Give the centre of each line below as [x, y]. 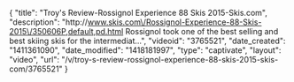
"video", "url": [35, 60]
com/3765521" [36, 69]
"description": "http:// [49, 22]
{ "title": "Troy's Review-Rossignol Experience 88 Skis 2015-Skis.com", [138, 13]
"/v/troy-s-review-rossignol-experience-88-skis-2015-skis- [170, 60]
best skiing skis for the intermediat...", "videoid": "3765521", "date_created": [147, 41]
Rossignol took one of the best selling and [202, 31]
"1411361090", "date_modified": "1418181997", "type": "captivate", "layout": [145, 50]
